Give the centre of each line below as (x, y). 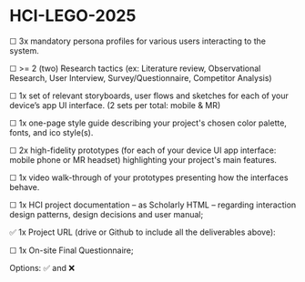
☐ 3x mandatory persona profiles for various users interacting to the (138, 41)
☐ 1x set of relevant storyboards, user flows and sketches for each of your (149, 96)
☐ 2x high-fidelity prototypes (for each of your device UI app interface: (143, 150)
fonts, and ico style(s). (51, 132)
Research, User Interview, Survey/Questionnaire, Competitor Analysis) (141, 77)
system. (24, 50)
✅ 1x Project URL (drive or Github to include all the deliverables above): (142, 232)
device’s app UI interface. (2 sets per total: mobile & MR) (115, 105)
